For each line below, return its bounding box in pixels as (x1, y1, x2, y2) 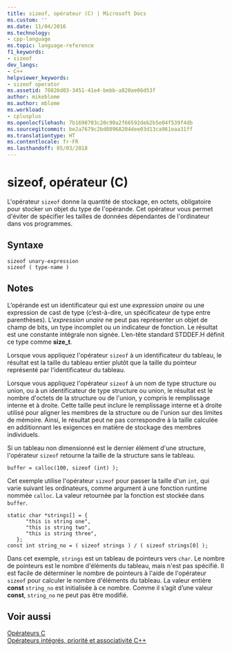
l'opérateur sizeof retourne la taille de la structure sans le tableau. (7, 451, 195, 459)
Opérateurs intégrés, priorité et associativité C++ (7, 637, 147, 645)
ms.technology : (7, 29, 51, 37)
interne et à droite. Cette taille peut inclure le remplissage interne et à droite (7, 401, 222, 409)
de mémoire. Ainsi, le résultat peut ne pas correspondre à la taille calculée (7, 416, 218, 424)
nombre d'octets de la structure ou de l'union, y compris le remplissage (7, 393, 211, 402)
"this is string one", (25, 518, 91, 525)
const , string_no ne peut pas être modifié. (7, 591, 128, 599)
